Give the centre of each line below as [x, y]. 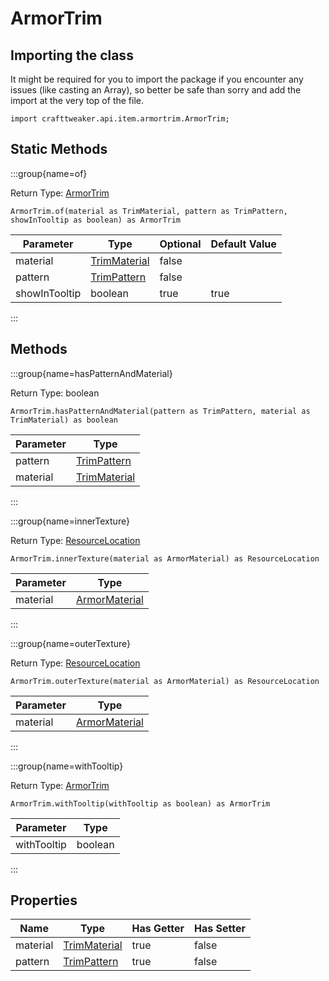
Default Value [243, 244]
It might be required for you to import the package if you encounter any [157, 79]
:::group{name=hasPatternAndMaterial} [91, 373]
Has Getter [158, 929]
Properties [44, 900]
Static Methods [59, 149]
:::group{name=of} [49, 173]
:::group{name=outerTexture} [71, 643]
